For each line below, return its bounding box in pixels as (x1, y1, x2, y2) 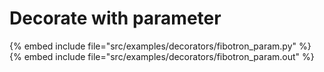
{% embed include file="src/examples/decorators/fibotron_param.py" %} (9, 40, 312, 52)
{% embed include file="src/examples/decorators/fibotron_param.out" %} (9, 50, 315, 62)
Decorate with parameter (9, 7, 222, 30)
